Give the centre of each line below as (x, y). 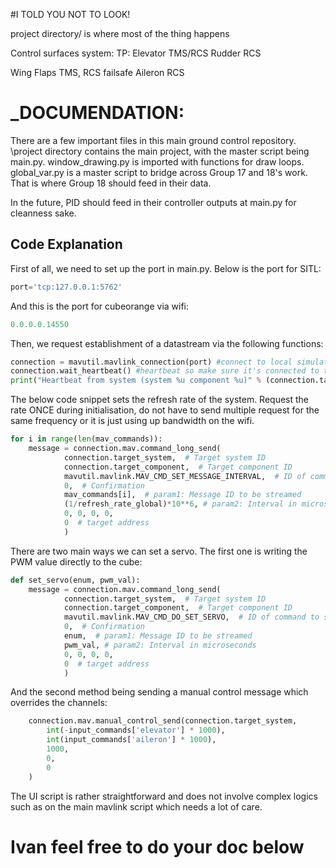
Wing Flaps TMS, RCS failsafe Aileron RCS (97, 72)
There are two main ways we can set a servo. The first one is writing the (159, 551)
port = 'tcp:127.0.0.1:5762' (66, 287)
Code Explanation (66, 244)
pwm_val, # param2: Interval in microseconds (160, 645)
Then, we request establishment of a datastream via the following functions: (167, 343)
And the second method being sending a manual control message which (159, 692)
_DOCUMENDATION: (97, 113)
